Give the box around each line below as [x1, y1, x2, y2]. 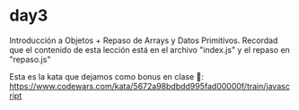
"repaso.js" [9, 54, 51, 64]
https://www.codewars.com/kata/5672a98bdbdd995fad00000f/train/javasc [9, 80, 290, 91]
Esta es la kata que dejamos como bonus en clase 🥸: [9, 71, 205, 81]
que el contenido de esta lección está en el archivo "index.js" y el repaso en [9, 44, 290, 55]
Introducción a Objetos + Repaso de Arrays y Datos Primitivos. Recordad [9, 35, 278, 46]
